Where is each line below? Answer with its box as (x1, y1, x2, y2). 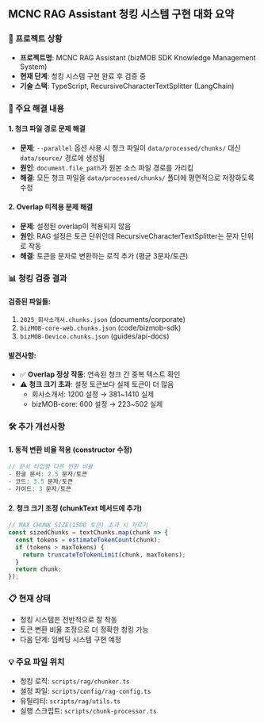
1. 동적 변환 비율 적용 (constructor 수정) (8, 445, 132, 454)
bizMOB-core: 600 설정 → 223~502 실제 (31, 400, 163, 409)
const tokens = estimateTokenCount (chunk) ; (15, 536, 161, 544)
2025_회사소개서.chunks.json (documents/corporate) (19, 315, 186, 324)
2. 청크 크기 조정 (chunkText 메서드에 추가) (8, 503, 143, 513)
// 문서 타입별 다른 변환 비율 (8, 463, 94, 471)
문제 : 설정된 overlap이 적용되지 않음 (19, 221, 132, 231)
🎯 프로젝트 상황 (8, 33, 63, 44)
